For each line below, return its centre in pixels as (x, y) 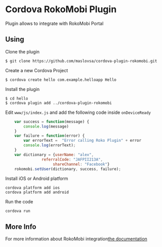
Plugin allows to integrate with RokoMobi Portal (54, 23)
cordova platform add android (37, 192)
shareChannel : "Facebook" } (81, 164)
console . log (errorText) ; (50, 145)
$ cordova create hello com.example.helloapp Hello (61, 80)
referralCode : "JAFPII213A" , (72, 159)
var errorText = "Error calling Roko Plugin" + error (83, 141)
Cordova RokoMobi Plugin (61, 9)
